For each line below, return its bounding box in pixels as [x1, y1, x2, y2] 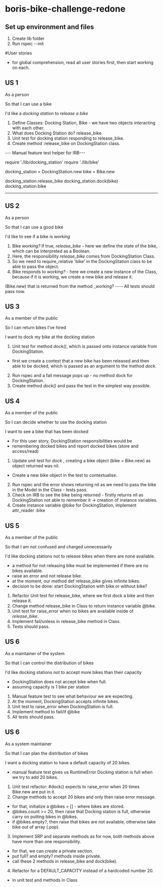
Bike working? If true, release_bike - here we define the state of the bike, [12, 243, 158, 248]
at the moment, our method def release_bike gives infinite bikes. [12, 578, 141, 584]
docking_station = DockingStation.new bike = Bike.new [5, 168, 115, 174]
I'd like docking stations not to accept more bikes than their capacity [5, 669, 142, 675]
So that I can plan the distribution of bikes [5, 750, 88, 756]
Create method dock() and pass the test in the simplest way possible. [12, 383, 151, 389]
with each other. [12, 125, 45, 131]
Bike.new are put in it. [12, 788, 56, 794]
